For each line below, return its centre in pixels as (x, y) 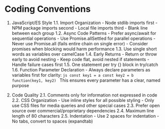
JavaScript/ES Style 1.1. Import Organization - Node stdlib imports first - (84, 23)
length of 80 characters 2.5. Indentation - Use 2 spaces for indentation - (85, 116)
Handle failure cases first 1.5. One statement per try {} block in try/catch (85, 64)
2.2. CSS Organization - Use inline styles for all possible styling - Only (83, 100)
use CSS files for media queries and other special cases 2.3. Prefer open (86, 105)
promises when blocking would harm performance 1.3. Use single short (84, 49)
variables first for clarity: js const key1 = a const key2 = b (73, 75)
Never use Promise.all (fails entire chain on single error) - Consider (80, 43)
